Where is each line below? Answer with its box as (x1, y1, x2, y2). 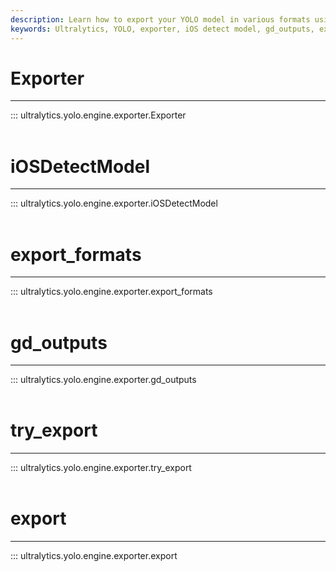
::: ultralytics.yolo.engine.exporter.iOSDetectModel (10, 197, 218, 210)
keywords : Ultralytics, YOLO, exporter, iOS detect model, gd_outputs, (10, 24, 315, 34)
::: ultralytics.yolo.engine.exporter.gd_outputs (10, 374, 197, 386)
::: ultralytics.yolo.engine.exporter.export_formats (10, 286, 213, 298)
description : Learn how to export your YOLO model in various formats (10, 14, 311, 25)
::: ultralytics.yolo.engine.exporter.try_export (10, 462, 192, 474)
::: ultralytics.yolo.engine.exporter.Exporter (10, 109, 187, 121)
